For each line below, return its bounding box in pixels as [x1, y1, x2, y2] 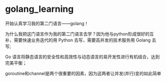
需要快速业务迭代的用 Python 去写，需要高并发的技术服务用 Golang [13, 37, 151, 43]
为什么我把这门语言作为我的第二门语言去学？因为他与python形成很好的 [5, 31, 150, 37]
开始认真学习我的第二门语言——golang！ [5, 20, 89, 26]
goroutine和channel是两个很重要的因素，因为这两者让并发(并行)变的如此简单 [5, 70, 162, 76]
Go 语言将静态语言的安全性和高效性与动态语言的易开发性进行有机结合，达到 [5, 53, 160, 60]
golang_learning [5, 3, 74, 15]
